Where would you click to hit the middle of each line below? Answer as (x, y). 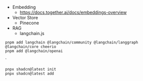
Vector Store (25, 18)
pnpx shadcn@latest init (31, 69)
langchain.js (32, 33)
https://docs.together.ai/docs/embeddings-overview (73, 12)
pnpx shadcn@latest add (30, 74)
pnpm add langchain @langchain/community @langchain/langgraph (72, 42)
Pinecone (29, 23)
